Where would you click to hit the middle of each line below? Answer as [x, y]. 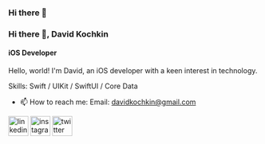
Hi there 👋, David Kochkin [59, 33]
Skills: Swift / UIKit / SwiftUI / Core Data [73, 86]
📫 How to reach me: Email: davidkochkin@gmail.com [108, 102]
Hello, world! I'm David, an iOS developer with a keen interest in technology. [133, 71]
